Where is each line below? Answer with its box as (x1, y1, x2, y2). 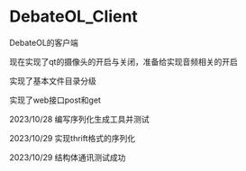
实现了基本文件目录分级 (9, 75, 96, 86)
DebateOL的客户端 (9, 37, 79, 48)
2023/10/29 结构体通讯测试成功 (9, 151, 126, 163)
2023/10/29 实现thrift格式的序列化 (9, 132, 136, 143)
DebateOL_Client (9, 6, 138, 27)
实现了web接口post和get (9, 94, 102, 105)
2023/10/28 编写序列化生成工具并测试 (9, 113, 150, 124)
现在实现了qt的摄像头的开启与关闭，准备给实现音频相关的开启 (9, 56, 239, 67)
